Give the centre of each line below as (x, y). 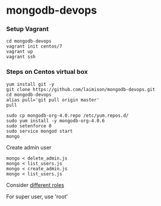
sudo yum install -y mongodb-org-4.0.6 (56, 121)
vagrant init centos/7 (34, 46)
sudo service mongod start (40, 131)
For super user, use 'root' (37, 196)
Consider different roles (35, 185)
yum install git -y (30, 84)
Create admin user (29, 147)
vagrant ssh (21, 57)
